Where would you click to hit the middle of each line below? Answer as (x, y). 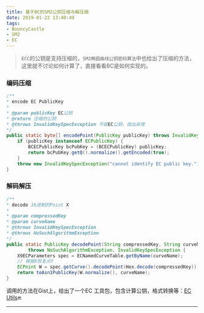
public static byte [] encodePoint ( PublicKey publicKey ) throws (88, 136)
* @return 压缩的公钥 (31, 119)
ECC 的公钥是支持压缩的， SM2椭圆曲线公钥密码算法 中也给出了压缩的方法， (108, 58)
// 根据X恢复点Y (35, 261)
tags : (13, 23)
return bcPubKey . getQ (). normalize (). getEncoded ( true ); (99, 153)
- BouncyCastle (25, 29)
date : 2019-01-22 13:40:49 (40, 18)
